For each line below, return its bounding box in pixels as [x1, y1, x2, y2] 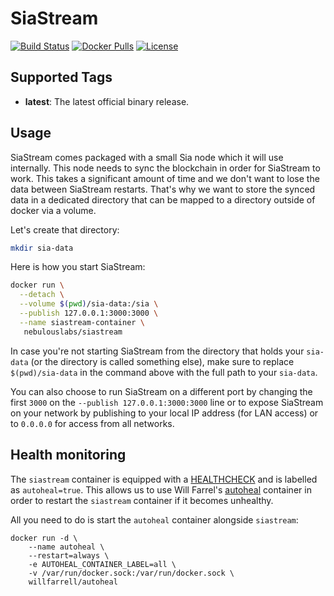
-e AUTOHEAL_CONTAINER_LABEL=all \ [28, 559, 177, 569]
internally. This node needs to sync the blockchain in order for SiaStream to [10, 162, 321, 174]
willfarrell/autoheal [28, 577, 118, 587]
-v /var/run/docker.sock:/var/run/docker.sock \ [28, 568, 235, 578]
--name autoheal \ [28, 542, 105, 552]
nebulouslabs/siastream [23, 327, 123, 337]
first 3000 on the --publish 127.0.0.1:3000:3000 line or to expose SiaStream [10, 396, 324, 408]
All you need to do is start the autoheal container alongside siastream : [10, 513, 299, 526]
